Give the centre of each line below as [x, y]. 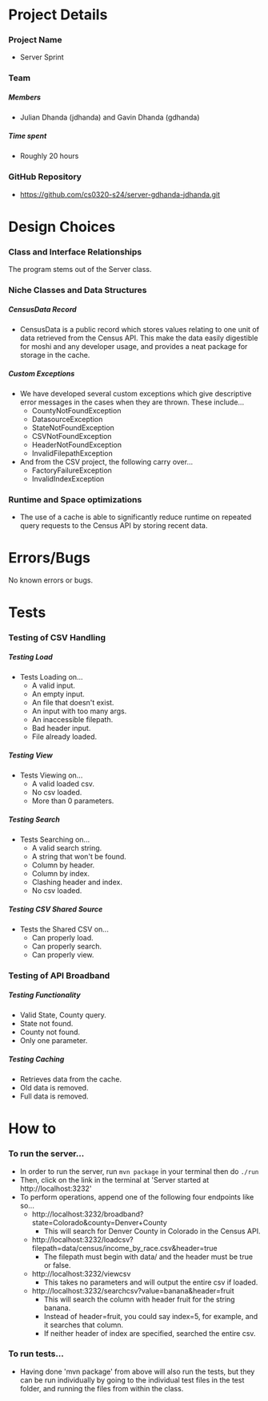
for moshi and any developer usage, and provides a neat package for [134, 347]
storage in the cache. [55, 355]
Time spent [28, 136]
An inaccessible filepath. [72, 720]
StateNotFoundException [73, 428]
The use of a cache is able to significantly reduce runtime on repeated [136, 517]
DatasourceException [67, 419]
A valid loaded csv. [63, 784]
